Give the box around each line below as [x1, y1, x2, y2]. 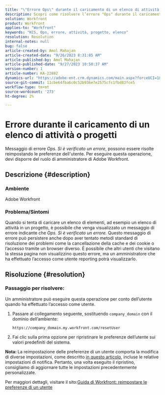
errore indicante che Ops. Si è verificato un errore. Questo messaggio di [5, 230, 151, 236]
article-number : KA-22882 [5, 71, 58, 76]
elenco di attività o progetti [5, 129, 117, 141]
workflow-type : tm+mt [5, 84, 50, 90]
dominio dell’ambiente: [12, 316, 58, 321]
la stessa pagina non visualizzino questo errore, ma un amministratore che [5, 251, 156, 257]
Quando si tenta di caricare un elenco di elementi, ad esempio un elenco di [5, 220, 157, 225]
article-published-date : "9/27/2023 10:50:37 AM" [5, 62, 109, 67]
